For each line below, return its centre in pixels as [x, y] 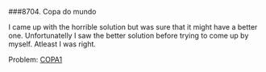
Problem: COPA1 [35, 60]
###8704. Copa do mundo [52, 12]
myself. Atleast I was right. [52, 44]
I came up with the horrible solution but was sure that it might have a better [133, 27]
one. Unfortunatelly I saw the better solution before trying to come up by [129, 36]
